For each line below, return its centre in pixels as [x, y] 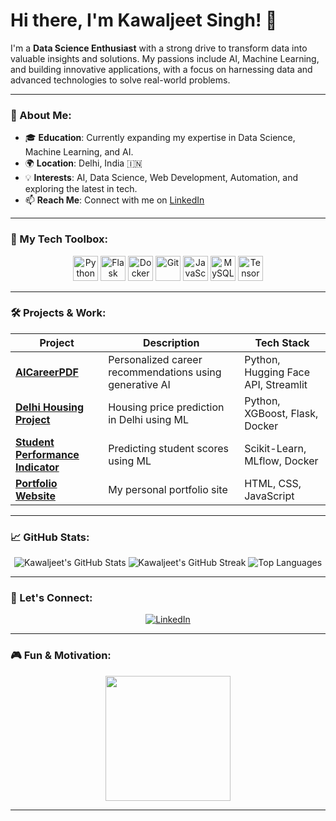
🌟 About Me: [41, 115]
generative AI [139, 384]
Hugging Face [277, 372]
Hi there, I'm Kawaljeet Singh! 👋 [144, 20]
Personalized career [155, 359]
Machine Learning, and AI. [79, 152]
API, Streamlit [276, 384]
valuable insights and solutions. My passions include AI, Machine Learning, [165, 58]
